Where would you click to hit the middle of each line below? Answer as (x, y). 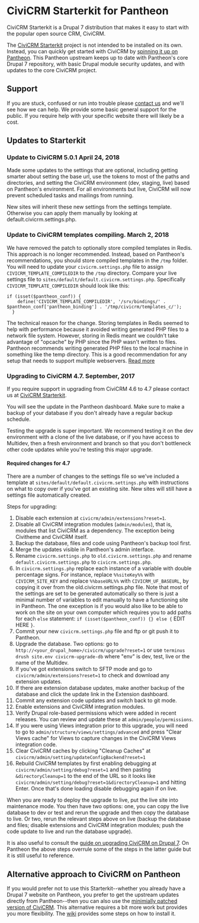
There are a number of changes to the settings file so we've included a (93, 476)
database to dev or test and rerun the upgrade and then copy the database (98, 813)
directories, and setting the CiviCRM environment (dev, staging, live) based (98, 183)
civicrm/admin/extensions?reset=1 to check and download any (92, 676)
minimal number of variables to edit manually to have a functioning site (102, 600)
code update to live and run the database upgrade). (70, 832)
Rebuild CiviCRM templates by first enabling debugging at (86, 763)
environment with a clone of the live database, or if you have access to (93, 437)
